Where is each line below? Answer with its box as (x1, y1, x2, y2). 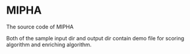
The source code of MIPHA (6, 23, 74, 30)
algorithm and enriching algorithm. (6, 41, 92, 48)
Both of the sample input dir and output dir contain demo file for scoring (6, 34, 185, 42)
